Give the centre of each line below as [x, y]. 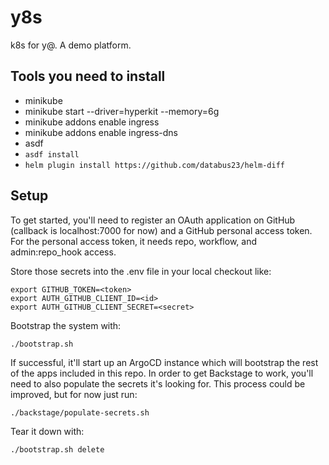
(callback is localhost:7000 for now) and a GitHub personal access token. [161, 230]
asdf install [52, 154]
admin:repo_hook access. [63, 252]
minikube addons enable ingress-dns [101, 132]
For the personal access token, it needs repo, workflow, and [133, 241]
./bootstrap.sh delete [57, 449]
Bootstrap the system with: [66, 325]
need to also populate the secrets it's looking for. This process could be [158, 383]
